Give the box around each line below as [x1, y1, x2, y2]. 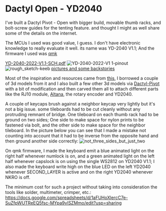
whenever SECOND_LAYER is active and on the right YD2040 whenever [5, 168, 153, 175]
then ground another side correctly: [5, 138, 78, 144]
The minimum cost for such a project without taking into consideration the [5, 183, 157, 190]
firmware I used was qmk [5, 50, 57, 56]
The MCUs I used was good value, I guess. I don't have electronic [5, 39, 141, 45]
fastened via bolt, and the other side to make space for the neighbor [5, 122, 146, 128]
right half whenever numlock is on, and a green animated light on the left [5, 153, 155, 159]
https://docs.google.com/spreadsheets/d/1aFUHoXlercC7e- [5, 194, 128, 200]
